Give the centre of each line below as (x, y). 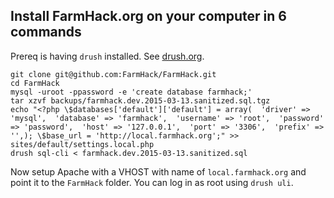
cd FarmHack (35, 83)
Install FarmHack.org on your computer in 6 (148, 16)
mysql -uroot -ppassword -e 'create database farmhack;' (131, 92)
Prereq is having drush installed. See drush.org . (107, 56)
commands (46, 32)
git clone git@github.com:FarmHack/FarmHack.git (113, 74)
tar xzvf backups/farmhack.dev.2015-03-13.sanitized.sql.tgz (140, 100)
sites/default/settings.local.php (82, 144)
